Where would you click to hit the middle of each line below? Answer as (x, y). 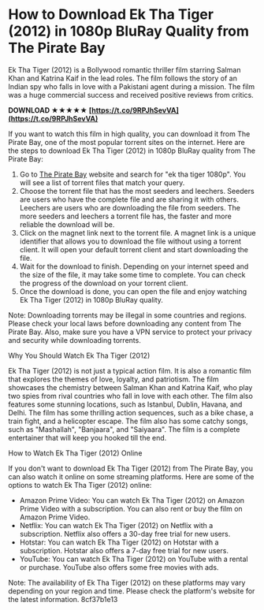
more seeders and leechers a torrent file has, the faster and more (126, 216)
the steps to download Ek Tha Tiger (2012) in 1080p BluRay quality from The (132, 151)
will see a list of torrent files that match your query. (102, 182)
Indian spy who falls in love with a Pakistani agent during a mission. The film (131, 86)
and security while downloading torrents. (75, 340)
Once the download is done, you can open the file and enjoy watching (133, 291)
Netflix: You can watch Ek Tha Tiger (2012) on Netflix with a (116, 525)
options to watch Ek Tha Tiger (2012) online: (80, 485)
